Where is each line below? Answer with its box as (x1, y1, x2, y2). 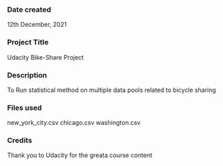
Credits (7, 136, 32, 145)
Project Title (7, 38, 49, 47)
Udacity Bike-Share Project (7, 53, 84, 61)
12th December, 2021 (7, 21, 67, 29)
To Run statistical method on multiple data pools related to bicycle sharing (7, 86, 216, 94)
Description (7, 70, 47, 80)
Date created (7, 5, 51, 14)
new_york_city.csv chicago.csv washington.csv (7, 119, 141, 127)
